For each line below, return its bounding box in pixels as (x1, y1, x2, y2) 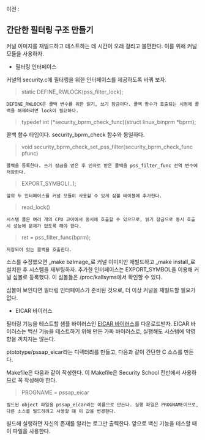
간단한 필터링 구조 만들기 (6, 25, 94, 35)
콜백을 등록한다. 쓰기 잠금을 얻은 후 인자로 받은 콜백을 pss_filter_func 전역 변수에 (6, 163, 198, 169)
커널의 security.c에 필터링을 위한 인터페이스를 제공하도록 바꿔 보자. (6, 76, 167, 83)
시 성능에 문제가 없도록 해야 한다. (6, 222, 82, 229)
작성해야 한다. (24, 376, 57, 384)
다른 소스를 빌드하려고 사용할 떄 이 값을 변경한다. (6, 408, 116, 414)
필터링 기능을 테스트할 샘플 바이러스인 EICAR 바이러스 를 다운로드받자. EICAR (6, 320, 190, 327)
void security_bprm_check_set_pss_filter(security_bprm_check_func (21, 143, 193, 150)
